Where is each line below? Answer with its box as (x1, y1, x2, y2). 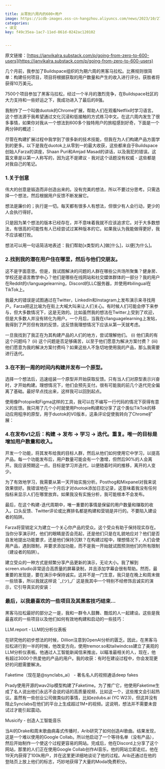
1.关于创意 (5, 175, 29, 181)
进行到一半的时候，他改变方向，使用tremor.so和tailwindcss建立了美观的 (13, 643, 159, 649)
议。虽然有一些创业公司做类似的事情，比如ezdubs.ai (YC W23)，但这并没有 (5, 694, 158, 701)
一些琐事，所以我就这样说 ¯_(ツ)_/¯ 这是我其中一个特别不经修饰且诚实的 (5, 578, 150, 584)
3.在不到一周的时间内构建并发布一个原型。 (5, 364, 106, 371)
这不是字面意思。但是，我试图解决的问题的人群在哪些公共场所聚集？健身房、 (5, 268, 160, 274)
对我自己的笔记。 (5, 161, 40, 167)
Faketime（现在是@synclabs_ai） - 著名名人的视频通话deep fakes (5, 672, 138, 678)
